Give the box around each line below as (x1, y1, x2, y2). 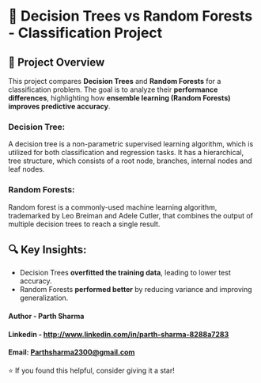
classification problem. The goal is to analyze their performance (8, 85, 218, 94)
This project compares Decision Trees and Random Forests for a (8, 77, 221, 85)
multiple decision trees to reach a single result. (8, 219, 161, 229)
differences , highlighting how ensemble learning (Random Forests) (8, 93, 231, 102)
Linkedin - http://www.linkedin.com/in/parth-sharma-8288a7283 (8, 329, 229, 339)
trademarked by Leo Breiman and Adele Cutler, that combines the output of (8, 210, 254, 220)
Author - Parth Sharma (8, 312, 85, 320)
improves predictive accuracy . (8, 102, 111, 111)
